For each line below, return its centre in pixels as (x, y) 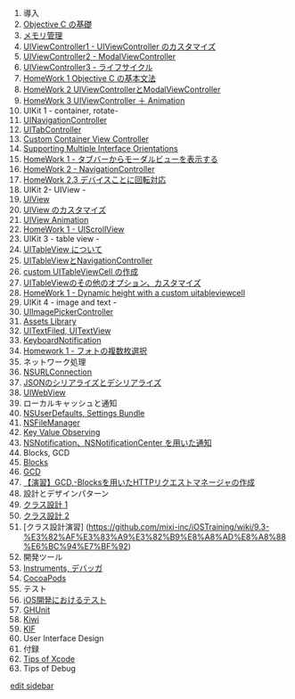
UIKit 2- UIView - (54, 189)
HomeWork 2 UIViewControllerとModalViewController (122, 89)
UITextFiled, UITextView (67, 331)
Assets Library (49, 321)
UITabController (52, 129)
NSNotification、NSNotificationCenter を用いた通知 (117, 443)
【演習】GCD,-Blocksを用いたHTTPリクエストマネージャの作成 (139, 482)
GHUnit (37, 610)
